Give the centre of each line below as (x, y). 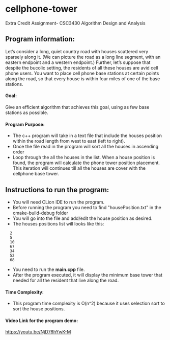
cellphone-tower (41, 9)
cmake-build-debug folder (40, 213)
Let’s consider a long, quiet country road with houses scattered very (77, 51)
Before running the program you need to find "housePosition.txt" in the (87, 207)
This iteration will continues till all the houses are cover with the (79, 168)
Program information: (40, 39)
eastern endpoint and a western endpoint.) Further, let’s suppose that (78, 62)
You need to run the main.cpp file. (49, 269)
